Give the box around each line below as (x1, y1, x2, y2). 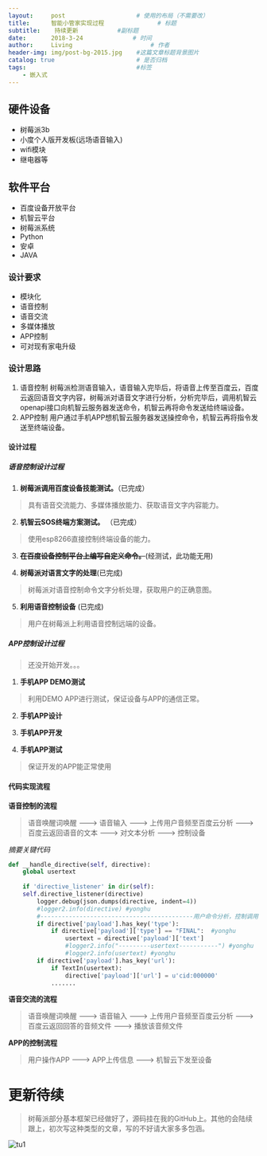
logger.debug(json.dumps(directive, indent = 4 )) (37, 897, 197, 905)
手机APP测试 (19, 745, 63, 754)
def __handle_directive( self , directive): (8, 860, 151, 868)
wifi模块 (19, 145, 46, 155)
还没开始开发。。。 (27, 660, 84, 670)
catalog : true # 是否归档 (8, 57, 168, 65)
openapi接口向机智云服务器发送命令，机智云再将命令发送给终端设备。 (19, 402, 249, 412)
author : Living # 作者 (8, 41, 170, 49)
